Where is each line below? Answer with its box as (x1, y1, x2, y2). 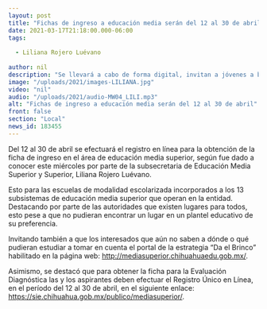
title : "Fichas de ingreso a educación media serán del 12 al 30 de (8, 19, 240, 27)
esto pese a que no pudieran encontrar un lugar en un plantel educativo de (8, 210, 253, 219)
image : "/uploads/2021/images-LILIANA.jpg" (8, 78, 155, 86)
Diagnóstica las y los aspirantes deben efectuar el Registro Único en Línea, (8, 275, 253, 284)
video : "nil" (8, 85, 52, 94)
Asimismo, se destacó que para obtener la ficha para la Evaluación (8, 266, 226, 276)
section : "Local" (8, 115, 66, 123)
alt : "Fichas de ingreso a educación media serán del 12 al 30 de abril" (8, 100, 258, 108)
